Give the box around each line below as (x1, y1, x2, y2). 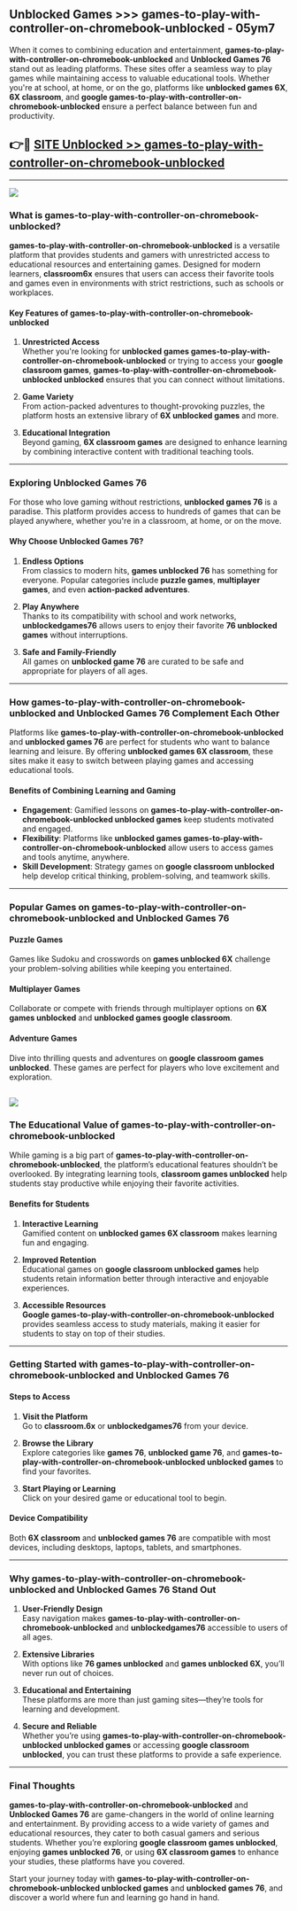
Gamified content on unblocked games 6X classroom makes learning (21, 1228, 278, 1238)
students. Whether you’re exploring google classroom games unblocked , (9, 1837, 278, 1848)
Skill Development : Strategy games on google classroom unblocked (21, 862, 275, 872)
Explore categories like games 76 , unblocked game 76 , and (21, 1447, 240, 1457)
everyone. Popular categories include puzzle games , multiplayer (21, 574, 261, 585)
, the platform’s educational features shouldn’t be (99, 1159, 278, 1170)
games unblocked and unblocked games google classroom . (9, 1012, 232, 1023)
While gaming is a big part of (9, 1150, 115, 1160)
